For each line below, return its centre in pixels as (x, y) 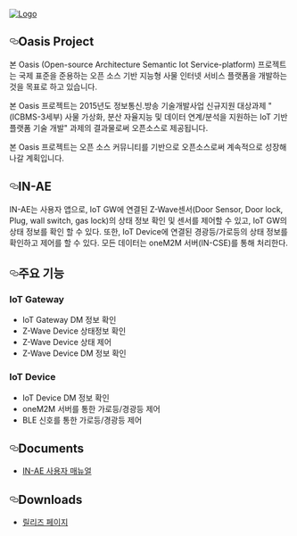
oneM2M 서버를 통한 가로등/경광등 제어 (91, 408)
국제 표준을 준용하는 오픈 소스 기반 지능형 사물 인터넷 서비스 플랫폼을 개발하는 (153, 75)
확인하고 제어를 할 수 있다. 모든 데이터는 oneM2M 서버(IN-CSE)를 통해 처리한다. (148, 243)
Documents (51, 449)
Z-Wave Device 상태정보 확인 (74, 331)
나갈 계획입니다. (37, 158)
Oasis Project (56, 41)
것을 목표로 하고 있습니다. (54, 87)
